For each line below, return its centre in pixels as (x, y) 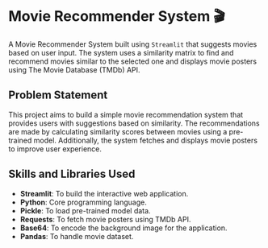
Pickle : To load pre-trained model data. (85, 210)
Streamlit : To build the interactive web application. (104, 193)
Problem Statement (58, 95)
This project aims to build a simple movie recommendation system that (126, 114)
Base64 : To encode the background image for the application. (124, 228)
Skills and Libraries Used (72, 174)
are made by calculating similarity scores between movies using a (118, 131)
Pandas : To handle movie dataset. (77, 236)
